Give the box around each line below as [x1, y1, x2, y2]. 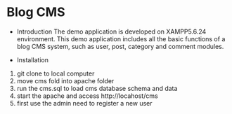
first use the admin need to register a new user [16, 99, 153, 107]
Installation [16, 55, 49, 64]
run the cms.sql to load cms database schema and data [16, 84, 178, 92]
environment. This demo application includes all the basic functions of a [16, 34, 226, 43]
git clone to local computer [16, 69, 95, 78]
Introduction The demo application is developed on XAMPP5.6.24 [16, 27, 207, 36]
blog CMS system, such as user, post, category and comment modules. [16, 42, 224, 50]
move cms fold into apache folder [16, 76, 115, 85]
